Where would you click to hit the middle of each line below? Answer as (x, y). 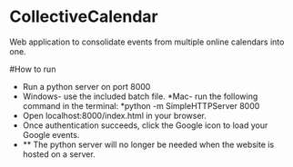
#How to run (33, 69)
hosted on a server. (59, 154)
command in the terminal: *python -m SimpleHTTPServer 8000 (141, 105)
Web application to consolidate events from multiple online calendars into (147, 42)
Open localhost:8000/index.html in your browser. (114, 115)
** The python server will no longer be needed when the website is (148, 144)
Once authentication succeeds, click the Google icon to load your (145, 125)
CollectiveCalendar (84, 17)
